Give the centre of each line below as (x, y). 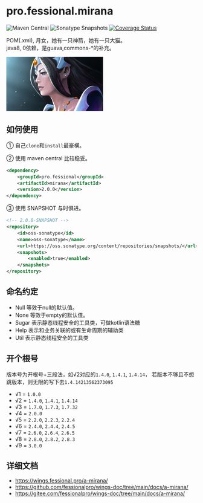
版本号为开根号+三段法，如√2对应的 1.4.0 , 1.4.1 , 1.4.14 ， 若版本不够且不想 (100, 374)
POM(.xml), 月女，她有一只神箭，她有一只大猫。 (66, 40)
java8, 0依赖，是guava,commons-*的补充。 (60, 48)
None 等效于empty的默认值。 (52, 315)
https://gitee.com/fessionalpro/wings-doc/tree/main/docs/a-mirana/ (100, 493)
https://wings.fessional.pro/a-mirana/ (61, 481)
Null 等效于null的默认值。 (46, 307)
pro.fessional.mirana (60, 11)
